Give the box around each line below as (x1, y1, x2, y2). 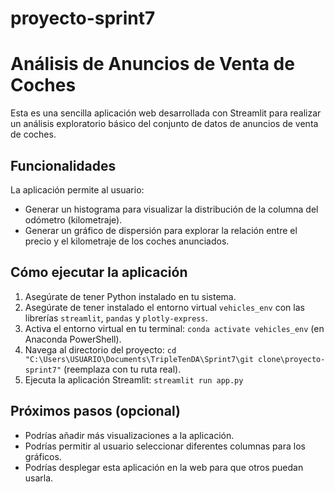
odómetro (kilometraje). (24, 213, 123, 226)
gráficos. (24, 450, 62, 462)
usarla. (24, 472, 54, 484)
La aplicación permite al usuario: (10, 183, 145, 196)
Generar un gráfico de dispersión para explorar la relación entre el (24, 224, 298, 236)
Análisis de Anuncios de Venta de (10, 53, 295, 76)
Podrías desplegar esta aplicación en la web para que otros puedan (24, 461, 304, 473)
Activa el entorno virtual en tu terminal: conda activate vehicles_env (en (24, 322, 325, 334)
